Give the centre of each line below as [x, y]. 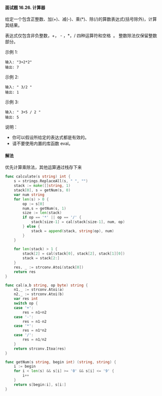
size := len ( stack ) [42, 213]
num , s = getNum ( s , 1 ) [45, 208]
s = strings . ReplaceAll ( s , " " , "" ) [51, 181]
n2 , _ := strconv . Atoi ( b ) [39, 294]
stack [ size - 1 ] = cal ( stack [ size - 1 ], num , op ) [78, 222]
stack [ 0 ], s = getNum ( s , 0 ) [42, 190]
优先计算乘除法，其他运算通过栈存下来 [43, 167]
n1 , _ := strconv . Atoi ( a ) [39, 290]
